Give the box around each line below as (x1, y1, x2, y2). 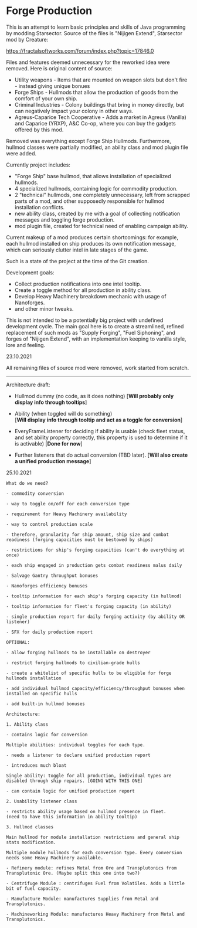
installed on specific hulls (6, 691, 77, 696)
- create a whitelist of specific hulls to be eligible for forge (6, 670, 172, 676)
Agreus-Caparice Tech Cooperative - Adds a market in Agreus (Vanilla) (14, 113, 186, 121)
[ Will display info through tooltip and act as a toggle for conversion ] (14, 416, 183, 423)
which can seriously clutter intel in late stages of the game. (6, 246, 148, 253)
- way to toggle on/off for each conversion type (6, 501, 130, 507)
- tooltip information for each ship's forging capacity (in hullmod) (6, 593, 182, 599)
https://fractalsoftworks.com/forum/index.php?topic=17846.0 (6, 47, 154, 54)
